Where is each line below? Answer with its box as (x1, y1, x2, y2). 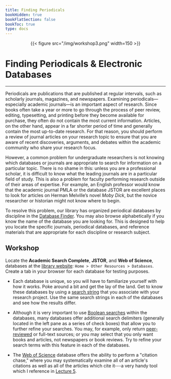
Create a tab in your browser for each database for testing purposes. (5, 268, 150, 274)
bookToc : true (5, 21, 36, 27)
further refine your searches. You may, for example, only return (12, 326, 145, 332)
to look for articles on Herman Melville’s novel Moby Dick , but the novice (5, 192, 157, 198)
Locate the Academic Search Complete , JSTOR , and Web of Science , (5, 257, 154, 264)
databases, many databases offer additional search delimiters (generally (12, 315, 164, 321)
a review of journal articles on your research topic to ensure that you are (5, 134, 157, 140)
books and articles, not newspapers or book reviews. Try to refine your (12, 336, 162, 342)
